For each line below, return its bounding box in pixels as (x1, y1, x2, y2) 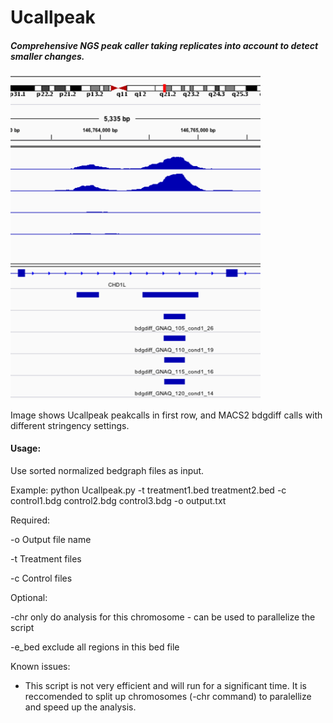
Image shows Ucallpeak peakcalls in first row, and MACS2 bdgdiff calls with (10, 409, 323, 421)
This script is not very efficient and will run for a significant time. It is (24, 680, 307, 692)
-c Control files (10, 572, 73, 585)
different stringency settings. (10, 419, 130, 431)
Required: (10, 514, 51, 526)
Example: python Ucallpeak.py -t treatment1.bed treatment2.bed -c (10, 484, 287, 496)
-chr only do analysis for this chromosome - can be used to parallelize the (10, 611, 316, 623)
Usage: (10, 442, 42, 455)
